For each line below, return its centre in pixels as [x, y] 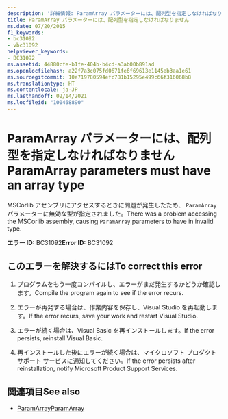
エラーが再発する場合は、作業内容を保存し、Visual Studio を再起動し [114, 307]
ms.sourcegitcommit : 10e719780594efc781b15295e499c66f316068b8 [99, 77]
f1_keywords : [26, 33]
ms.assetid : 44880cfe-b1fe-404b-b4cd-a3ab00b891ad [81, 64]
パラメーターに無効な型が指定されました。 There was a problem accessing [112, 214]
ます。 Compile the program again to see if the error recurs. [100, 292]
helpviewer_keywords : [38, 52]
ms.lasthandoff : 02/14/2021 [47, 97]
